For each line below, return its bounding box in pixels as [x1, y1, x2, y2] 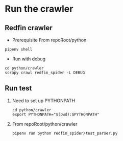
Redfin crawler [5, 24, 53, 32]
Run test [5, 84, 32, 92]
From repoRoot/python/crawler [12, 121, 78, 127]
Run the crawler [5, 3, 73, 15]
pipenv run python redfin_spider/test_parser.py [12, 131, 118, 136]
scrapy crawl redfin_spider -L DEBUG [5, 70, 85, 75]
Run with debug [12, 56, 46, 62]
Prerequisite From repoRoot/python [12, 37, 87, 43]
